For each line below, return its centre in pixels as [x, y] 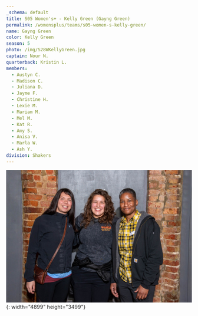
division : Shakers [29, 156]
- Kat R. [22, 124]
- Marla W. [25, 143]
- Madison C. [27, 81]
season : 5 [18, 44]
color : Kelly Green [30, 37]
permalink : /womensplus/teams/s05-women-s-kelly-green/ [76, 25]
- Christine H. [30, 100]
